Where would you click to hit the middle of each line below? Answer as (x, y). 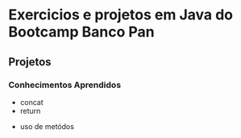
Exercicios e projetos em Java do (121, 15)
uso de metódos (47, 126)
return (30, 111)
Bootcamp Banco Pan (81, 32)
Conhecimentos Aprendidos (65, 85)
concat (32, 102)
